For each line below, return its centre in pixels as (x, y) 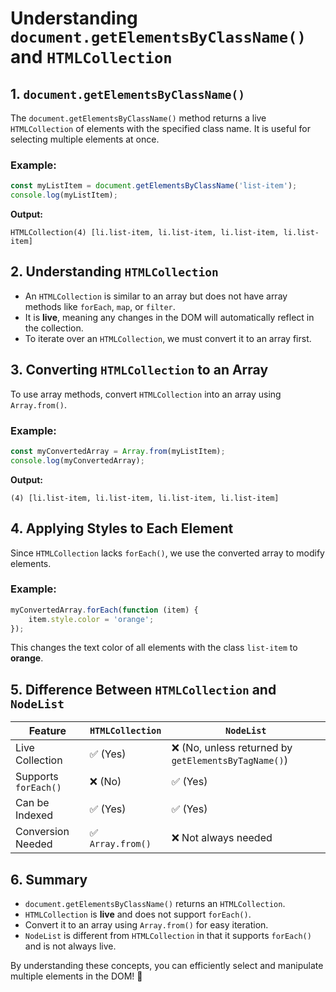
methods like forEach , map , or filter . (100, 306)
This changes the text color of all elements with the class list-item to (154, 648)
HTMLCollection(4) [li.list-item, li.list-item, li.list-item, (145, 233)
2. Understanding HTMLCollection (114, 272)
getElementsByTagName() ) (229, 760)
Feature (47, 731)
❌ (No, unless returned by (232, 748)
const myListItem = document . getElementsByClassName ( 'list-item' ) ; (154, 186)
